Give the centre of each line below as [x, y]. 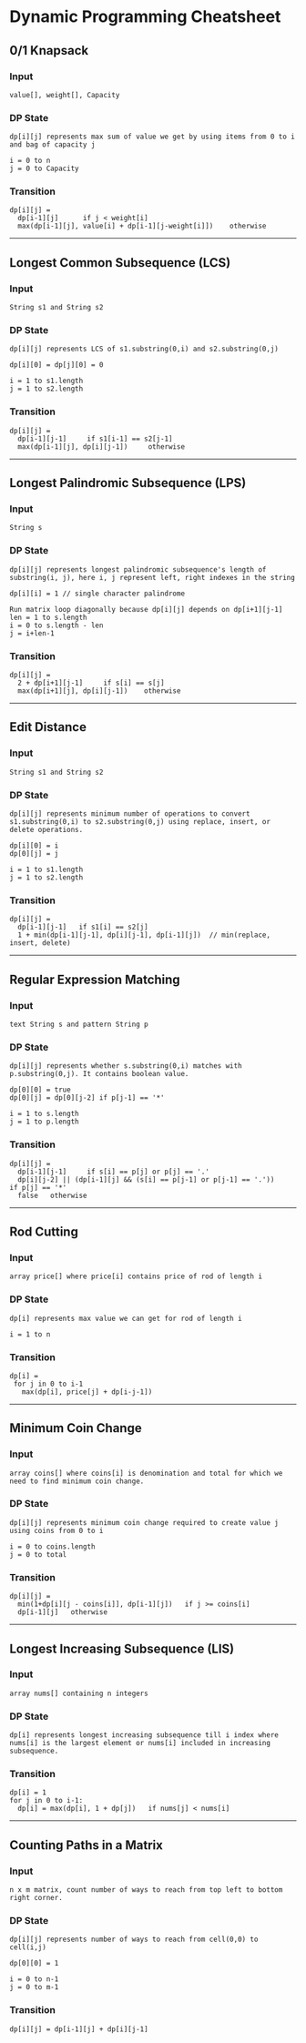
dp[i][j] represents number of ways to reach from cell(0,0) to [134, 1940]
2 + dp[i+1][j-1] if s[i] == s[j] [92, 683]
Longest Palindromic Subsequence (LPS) [128, 483]
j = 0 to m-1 [34, 1987]
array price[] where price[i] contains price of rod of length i [136, 1276]
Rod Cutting [44, 1231]
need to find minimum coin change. [77, 1481]
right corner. [36, 1898]
